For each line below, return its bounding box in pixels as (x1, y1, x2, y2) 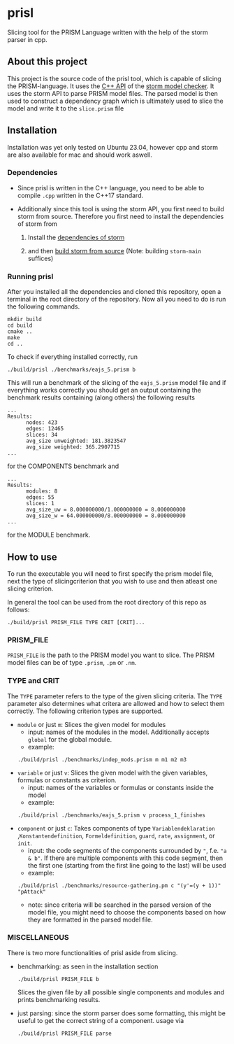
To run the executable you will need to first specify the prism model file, (7, 569, 214, 578)
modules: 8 (25, 488, 58, 495)
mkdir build (7, 316, 42, 323)
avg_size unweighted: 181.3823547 (25, 437, 127, 445)
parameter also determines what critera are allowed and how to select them (7, 699, 225, 707)
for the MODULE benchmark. (7, 530, 91, 539)
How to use (7, 551, 57, 563)
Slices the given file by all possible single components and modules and (17, 988, 225, 996)
